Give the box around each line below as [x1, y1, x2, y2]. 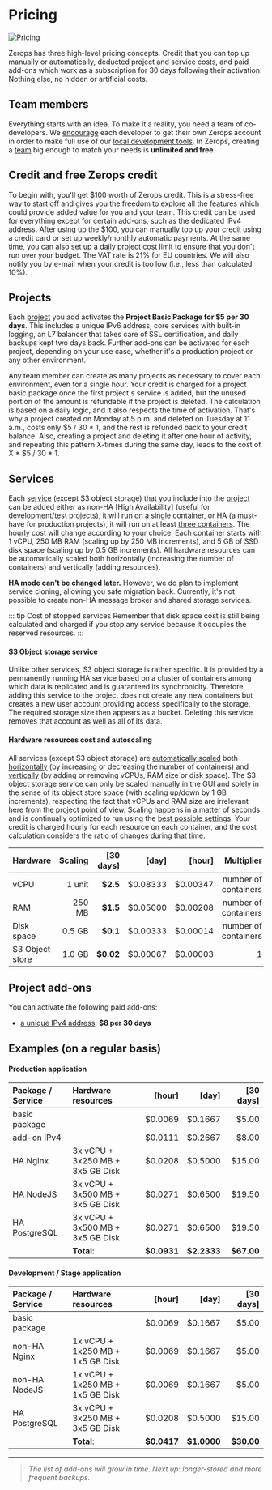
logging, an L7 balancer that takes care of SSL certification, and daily [8, 330, 239, 339]
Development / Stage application [8, 1268, 121, 1278]
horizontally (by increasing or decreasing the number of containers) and [8, 762, 249, 771]
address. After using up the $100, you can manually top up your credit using [8, 224, 261, 234]
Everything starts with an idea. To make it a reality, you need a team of [8, 119, 243, 129]
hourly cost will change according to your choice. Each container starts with [8, 528, 262, 538]
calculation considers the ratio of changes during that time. [8, 830, 206, 840]
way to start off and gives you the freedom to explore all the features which [8, 199, 260, 208]
